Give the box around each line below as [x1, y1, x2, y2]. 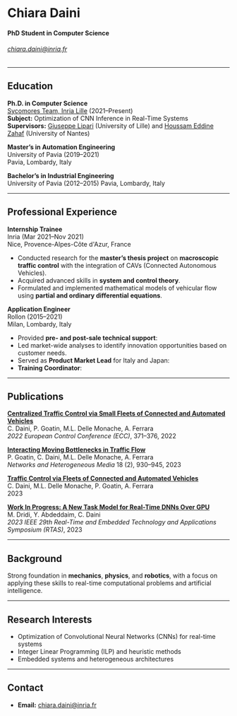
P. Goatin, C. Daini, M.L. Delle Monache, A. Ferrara [7, 453, 154, 462]
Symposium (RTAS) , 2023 [7, 525, 83, 534]
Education [7, 80, 54, 93]
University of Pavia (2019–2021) [7, 150, 100, 158]
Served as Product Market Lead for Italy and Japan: [17, 356, 170, 365]
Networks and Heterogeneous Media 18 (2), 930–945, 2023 [7, 461, 181, 469]
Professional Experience [7, 206, 118, 218]
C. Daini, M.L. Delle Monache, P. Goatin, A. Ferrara [7, 482, 154, 491]
